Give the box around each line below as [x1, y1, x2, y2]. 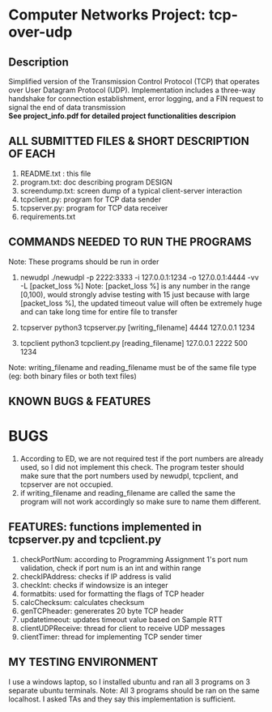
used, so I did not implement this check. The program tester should [19, 462, 244, 471]
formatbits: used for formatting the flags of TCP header [19, 589, 205, 599]
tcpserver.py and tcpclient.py [8, 533, 162, 547]
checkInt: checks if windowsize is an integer [19, 580, 168, 590]
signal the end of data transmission [8, 103, 125, 112]
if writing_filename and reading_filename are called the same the [19, 488, 236, 497]
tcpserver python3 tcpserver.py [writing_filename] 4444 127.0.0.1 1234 [19, 322, 255, 332]
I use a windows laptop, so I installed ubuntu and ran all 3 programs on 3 [8, 676, 251, 686]
